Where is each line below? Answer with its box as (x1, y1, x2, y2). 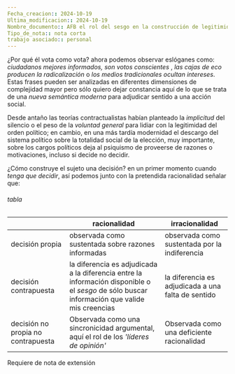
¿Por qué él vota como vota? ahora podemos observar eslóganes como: (7, 55, 215, 64)
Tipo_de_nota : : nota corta (7, 29, 86, 37)
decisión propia (10, 239, 62, 249)
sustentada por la (164, 239, 222, 249)
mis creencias (69, 303, 115, 313)
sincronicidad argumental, (69, 323, 155, 333)
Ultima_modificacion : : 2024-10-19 (7, 17, 108, 24)
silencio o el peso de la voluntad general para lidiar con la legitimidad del (7, 121, 218, 129)
